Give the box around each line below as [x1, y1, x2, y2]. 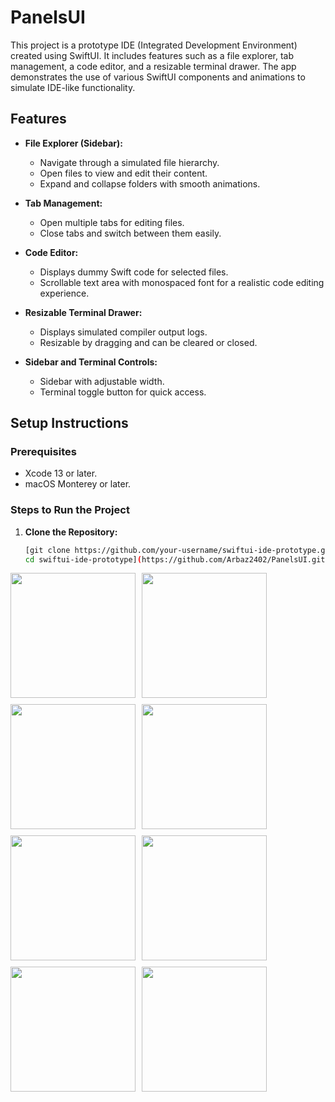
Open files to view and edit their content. [39, 167, 208, 179]
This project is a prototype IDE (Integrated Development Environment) [10, 39, 298, 51]
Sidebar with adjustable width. [39, 375, 165, 387]
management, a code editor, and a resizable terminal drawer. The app [10, 60, 297, 72]
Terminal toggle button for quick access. [39, 386, 207, 398]
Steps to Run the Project [10, 503, 130, 517]
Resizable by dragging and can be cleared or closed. [39, 336, 258, 348]
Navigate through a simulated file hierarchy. [39, 156, 220, 168]
